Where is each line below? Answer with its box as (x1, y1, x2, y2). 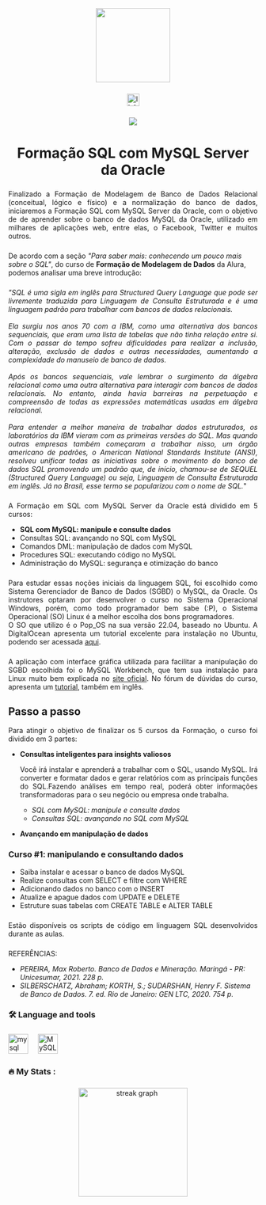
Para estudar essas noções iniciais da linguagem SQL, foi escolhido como (8, 578, 258, 587)
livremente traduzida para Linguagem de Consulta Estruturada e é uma (8, 296, 258, 306)
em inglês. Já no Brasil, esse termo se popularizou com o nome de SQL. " (8, 481, 247, 490)
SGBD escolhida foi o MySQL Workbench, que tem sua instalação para (8, 665, 258, 675)
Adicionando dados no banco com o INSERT (19, 884, 165, 893)
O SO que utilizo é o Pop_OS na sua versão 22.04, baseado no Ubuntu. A (8, 620, 258, 629)
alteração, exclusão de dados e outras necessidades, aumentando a (8, 346, 258, 355)
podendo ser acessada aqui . (8, 637, 101, 646)
